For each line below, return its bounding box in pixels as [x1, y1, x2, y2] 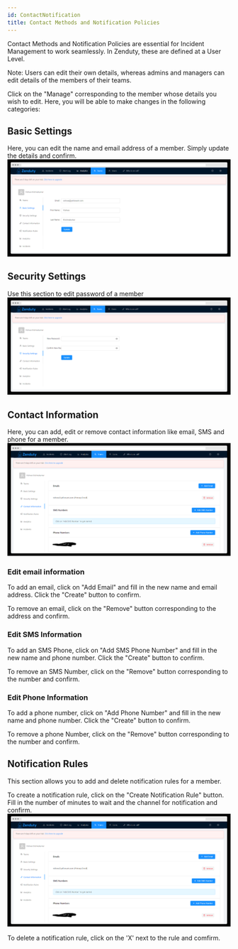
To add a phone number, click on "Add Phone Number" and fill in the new [7, 709, 221, 717]
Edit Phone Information [7, 693, 89, 703]
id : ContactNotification [7, 11, 81, 18]
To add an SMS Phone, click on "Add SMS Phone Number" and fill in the [7, 646, 217, 654]
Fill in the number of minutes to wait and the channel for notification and [7, 798, 217, 806]
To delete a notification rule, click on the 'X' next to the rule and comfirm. [7, 934, 221, 943]
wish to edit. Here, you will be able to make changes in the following [7, 97, 206, 106]
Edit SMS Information [7, 629, 82, 639]
